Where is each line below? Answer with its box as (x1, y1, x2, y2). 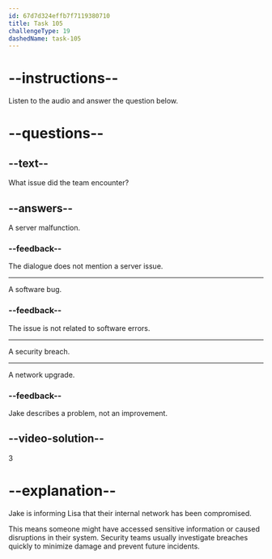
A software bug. (8, 285, 62, 294)
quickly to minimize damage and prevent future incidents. (8, 541, 200, 551)
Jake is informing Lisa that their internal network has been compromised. (8, 508, 253, 518)
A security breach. (8, 346, 70, 356)
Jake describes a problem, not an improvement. (8, 408, 168, 417)
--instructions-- (8, 70, 119, 87)
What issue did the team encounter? (8, 178, 130, 188)
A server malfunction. (8, 223, 81, 232)
